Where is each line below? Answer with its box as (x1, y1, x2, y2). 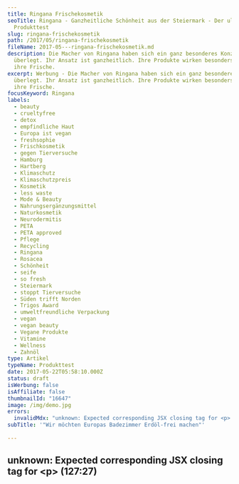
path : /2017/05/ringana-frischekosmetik (7, 37, 129, 44)
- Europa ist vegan (14, 130, 72, 137)
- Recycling (14, 242, 50, 249)
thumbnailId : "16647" (7, 395, 72, 402)
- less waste (14, 190, 53, 197)
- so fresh (14, 275, 46, 282)
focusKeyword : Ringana (7, 90, 75, 97)
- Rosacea (14, 256, 43, 263)
